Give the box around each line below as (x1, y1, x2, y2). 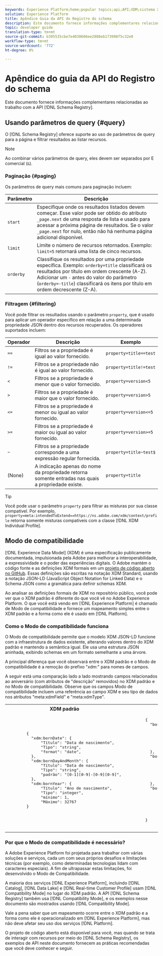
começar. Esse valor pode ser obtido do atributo (36, 209, 147, 216)
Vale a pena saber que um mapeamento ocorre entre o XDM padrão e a (5, 910, 148, 916)
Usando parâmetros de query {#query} (5, 119, 126, 127)
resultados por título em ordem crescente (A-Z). (36, 268, 147, 274)
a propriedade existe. (34, 481, 83, 488)
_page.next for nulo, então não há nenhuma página (36, 228, 153, 235)
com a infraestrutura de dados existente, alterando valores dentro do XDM (5, 639, 154, 645)
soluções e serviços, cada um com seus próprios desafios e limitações (5, 855, 147, 861)
